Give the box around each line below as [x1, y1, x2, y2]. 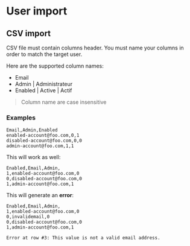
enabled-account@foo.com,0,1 [6, 133, 80, 139]
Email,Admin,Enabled [6, 127, 59, 133]
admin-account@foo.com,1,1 [6, 143, 74, 149]
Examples [6, 113, 36, 122]
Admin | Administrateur [14, 80, 73, 87]
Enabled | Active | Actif [14, 87, 72, 94]
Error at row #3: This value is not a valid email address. [6, 235, 161, 241]
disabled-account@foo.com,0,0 [6, 137, 83, 144]
